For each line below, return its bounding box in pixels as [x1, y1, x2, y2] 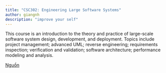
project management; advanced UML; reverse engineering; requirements [5, 42, 158, 48]
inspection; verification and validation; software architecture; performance [5, 47, 161, 53]
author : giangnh [5, 12, 40, 17]
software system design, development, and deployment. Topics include [5, 36, 155, 42]
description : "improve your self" [5, 17, 79, 22]
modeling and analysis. [5, 52, 54, 58]
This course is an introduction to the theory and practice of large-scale [5, 31, 154, 37]
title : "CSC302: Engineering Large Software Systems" [5, 7, 122, 13]
